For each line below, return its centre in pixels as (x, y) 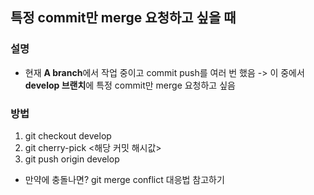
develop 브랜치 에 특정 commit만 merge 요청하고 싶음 (130, 85)
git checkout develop (68, 135)
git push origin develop (72, 159)
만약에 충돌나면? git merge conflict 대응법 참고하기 (124, 179)
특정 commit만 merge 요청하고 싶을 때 (123, 18)
